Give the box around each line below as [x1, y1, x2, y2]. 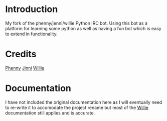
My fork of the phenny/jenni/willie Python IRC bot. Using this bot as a [5, 20, 148, 26]
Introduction [5, 4, 58, 15]
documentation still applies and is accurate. [5, 109, 95, 116]
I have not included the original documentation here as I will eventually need [5, 99, 162, 105]
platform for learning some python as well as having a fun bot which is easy [5, 25, 161, 31]
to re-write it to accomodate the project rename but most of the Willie [5, 104, 149, 110]
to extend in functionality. [5, 31, 58, 37]
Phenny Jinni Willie [5, 65, 45, 71]
